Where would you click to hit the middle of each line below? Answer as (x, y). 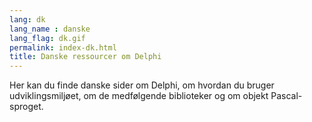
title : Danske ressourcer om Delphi (85, 57)
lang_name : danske (50, 29)
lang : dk (27, 19)
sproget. (26, 107)
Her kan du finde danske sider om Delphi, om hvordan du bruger (142, 85)
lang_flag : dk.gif (47, 38)
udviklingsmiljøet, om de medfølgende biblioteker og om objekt (139, 96)
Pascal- (286, 96)
